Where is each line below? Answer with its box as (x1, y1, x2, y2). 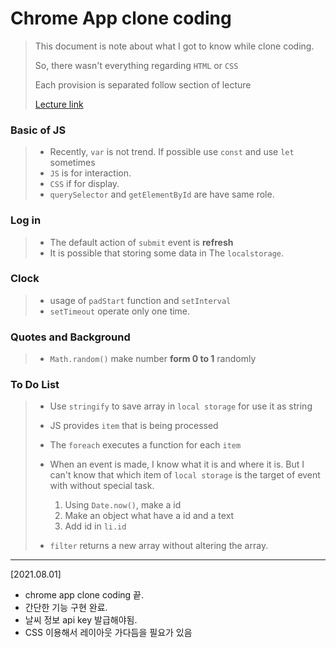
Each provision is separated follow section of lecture (34, 78, 252, 91)
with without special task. (49, 480, 155, 492)
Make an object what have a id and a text (64, 510, 235, 522)
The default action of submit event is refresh (49, 236, 234, 248)
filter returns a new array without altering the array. (49, 540, 269, 552)
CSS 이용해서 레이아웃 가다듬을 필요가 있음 (24, 627, 193, 639)
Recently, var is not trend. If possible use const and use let (49, 146, 295, 158)
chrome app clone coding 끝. (24, 589, 145, 601)
